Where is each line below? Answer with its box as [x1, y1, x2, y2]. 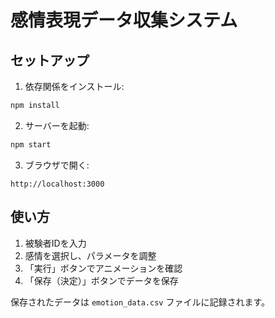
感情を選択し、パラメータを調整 [24, 249, 157, 261]
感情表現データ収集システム [10, 9, 238, 32]
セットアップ [10, 52, 90, 69]
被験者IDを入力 [24, 237, 87, 249]
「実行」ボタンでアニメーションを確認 [24, 262, 183, 274]
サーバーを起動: [24, 119, 90, 131]
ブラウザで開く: [24, 159, 90, 171]
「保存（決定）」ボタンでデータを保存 [24, 274, 179, 286]
